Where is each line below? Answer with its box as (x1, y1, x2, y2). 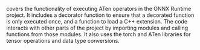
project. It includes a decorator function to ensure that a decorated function (6, 11, 195, 19)
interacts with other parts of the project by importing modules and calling (6, 24, 189, 31)
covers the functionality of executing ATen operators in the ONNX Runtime (6, 5, 192, 12)
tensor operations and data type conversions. (6, 37, 120, 44)
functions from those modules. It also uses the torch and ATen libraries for (6, 31, 191, 38)
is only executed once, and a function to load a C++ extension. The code (6, 18, 188, 25)
